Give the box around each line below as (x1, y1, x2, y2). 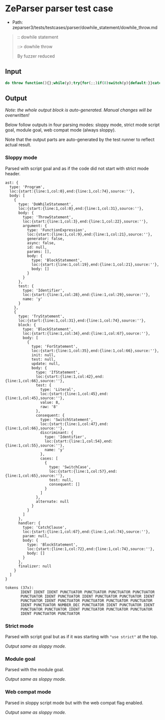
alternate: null (36, 499, 69, 504)
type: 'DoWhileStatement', (18, 201, 74, 207)
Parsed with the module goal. (5, 667, 65, 673)
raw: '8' (40, 404, 58, 409)
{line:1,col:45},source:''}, (5, 395, 65, 400)
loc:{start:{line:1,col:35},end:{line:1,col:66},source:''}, (31, 348, 160, 353)
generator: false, (27, 236, 65, 241)
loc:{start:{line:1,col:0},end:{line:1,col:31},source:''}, (18, 206, 144, 211)
